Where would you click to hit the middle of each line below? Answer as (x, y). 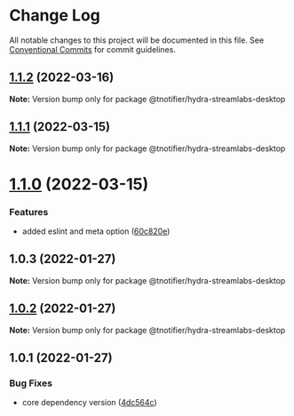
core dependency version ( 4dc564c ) (89, 403)
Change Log (55, 16)
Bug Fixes (31, 383)
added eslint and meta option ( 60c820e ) (96, 231)
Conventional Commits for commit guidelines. (92, 49)
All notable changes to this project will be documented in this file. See (137, 40)
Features (29, 212)
